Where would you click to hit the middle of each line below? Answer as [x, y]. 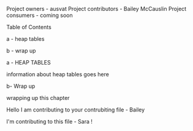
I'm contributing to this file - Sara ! [50, 122]
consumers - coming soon [40, 15]
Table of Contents [29, 27]
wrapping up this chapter [38, 98]
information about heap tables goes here [58, 74]
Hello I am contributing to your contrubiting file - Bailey [76, 110]
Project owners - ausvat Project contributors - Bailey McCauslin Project [96, 9]
